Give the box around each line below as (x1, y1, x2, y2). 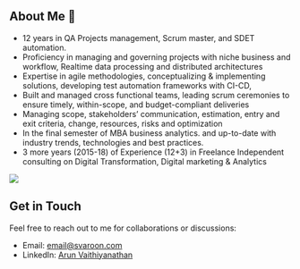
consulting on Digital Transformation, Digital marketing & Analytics (21, 156, 267, 166)
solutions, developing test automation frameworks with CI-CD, (21, 80, 253, 90)
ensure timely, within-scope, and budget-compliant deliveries (21, 99, 250, 110)
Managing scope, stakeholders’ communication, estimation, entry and (21, 108, 280, 119)
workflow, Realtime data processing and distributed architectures (21, 61, 263, 71)
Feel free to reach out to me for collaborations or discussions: (9, 223, 237, 233)
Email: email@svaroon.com (21, 240, 123, 250)
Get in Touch (9, 198, 82, 214)
